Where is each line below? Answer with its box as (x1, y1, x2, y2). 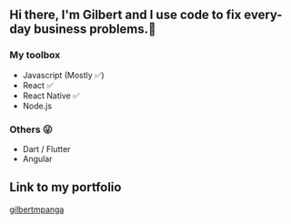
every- (244, 7, 283, 23)
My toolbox (9, 49, 61, 62)
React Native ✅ (22, 90, 80, 101)
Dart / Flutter (22, 143, 71, 154)
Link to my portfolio (9, 179, 122, 195)
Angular (22, 153, 53, 164)
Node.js (22, 100, 53, 111)
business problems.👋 (33, 22, 156, 37)
